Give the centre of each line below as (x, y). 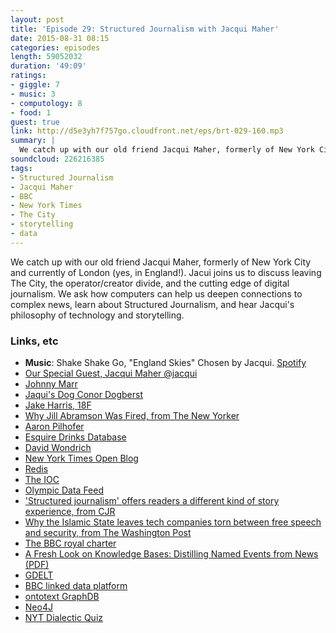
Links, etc (34, 341)
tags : (21, 168)
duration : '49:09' (48, 66)
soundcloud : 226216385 (57, 159)
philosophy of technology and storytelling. (97, 315)
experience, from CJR (70, 512)
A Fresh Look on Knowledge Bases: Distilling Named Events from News (171, 554)
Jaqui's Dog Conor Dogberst (83, 395)
